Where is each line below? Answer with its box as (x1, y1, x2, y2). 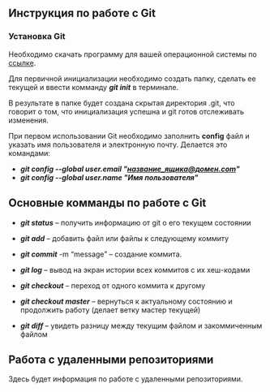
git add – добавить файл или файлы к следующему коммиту (19, 233, 229, 243)
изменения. (8, 115, 49, 125)
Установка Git (8, 31, 66, 42)
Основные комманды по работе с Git (8, 196, 207, 210)
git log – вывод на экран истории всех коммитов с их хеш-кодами (19, 265, 251, 274)
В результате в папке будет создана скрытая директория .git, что (8, 97, 235, 108)
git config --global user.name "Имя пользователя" (19, 172, 199, 182)
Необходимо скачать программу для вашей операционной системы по (8, 49, 257, 59)
